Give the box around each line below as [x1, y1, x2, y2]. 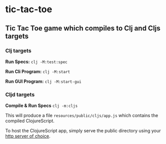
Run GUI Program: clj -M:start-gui [5, 78, 82, 84]
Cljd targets [5, 91, 35, 98]
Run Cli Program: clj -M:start [5, 68, 70, 74]
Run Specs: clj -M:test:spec [5, 59, 68, 65]
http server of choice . [5, 133, 51, 139]
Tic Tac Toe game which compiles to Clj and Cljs [5, 24, 161, 33]
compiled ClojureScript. [5, 118, 55, 124]
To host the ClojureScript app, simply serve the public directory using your [5, 128, 161, 134]
